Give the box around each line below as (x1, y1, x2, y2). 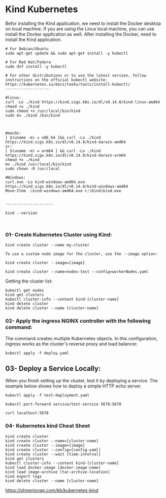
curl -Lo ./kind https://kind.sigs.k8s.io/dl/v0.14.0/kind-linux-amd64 (5, 99, 160, 104)
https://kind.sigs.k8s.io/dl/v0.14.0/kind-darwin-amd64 (5, 139, 126, 145)
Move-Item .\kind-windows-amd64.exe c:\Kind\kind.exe (5, 188, 122, 193)
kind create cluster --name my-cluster (5, 242, 90, 248)
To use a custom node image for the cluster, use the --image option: (5, 252, 158, 257)
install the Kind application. (5, 37, 62, 43)
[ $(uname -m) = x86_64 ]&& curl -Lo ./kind (5, 135, 101, 140)
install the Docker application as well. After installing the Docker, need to (5, 31, 157, 37)
